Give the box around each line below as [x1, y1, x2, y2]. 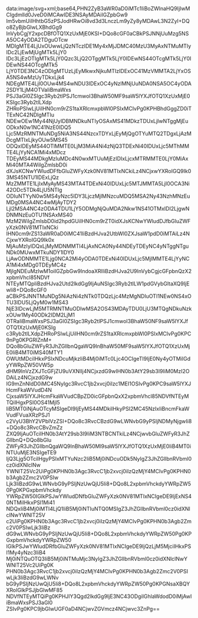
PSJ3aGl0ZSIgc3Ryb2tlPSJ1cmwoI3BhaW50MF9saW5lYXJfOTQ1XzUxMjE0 [6, 92, 190, 99]
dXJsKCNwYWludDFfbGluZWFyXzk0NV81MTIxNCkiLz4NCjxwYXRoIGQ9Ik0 [6, 168, 192, 174]
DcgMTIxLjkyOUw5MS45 [6, 137, 68, 143]
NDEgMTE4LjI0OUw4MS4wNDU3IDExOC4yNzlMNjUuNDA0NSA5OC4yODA [6, 80, 192, 87]
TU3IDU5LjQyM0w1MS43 [6, 299, 69, 305]
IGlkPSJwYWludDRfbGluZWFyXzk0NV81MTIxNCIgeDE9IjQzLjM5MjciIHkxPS [6, 543, 192, 550]
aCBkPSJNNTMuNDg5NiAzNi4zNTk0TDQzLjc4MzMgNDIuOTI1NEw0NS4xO [6, 293, 192, 300]
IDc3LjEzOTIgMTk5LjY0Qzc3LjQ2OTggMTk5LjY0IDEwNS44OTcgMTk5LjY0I [6, 55, 192, 62]
